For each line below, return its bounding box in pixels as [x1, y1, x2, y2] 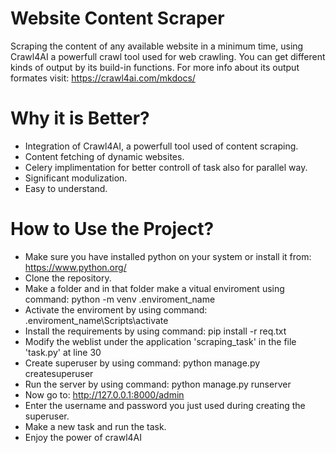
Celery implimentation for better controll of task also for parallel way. [24, 161, 308, 173]
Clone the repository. [24, 272, 112, 284]
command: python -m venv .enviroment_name [24, 293, 216, 305]
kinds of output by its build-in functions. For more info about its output [10, 61, 300, 73]
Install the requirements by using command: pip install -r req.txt [24, 325, 287, 337]
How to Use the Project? [10, 218, 215, 241]
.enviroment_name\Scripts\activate [24, 314, 169, 326]
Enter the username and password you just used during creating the [24, 399, 306, 411]
